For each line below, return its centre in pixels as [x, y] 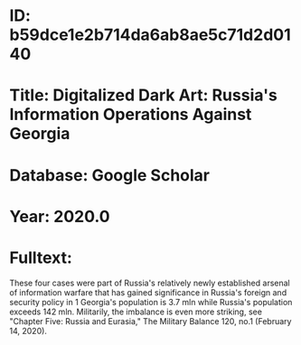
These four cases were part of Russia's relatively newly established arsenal [150, 283]
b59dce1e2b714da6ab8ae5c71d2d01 [150, 35]
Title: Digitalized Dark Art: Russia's [143, 95]
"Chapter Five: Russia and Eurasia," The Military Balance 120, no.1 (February [150, 321]
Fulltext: [41, 257]
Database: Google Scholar [110, 175]
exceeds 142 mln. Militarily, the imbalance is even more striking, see [136, 312]
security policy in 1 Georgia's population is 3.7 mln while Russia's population [151, 302]
